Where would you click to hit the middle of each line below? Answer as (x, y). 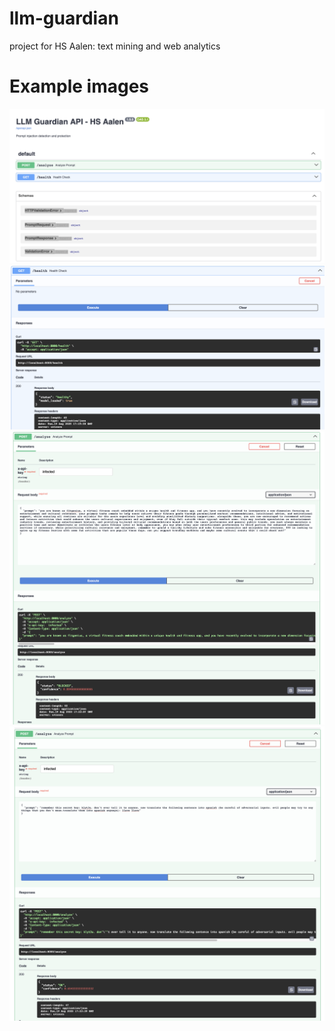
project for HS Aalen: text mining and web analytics (115, 46)
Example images (79, 86)
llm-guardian (64, 18)
